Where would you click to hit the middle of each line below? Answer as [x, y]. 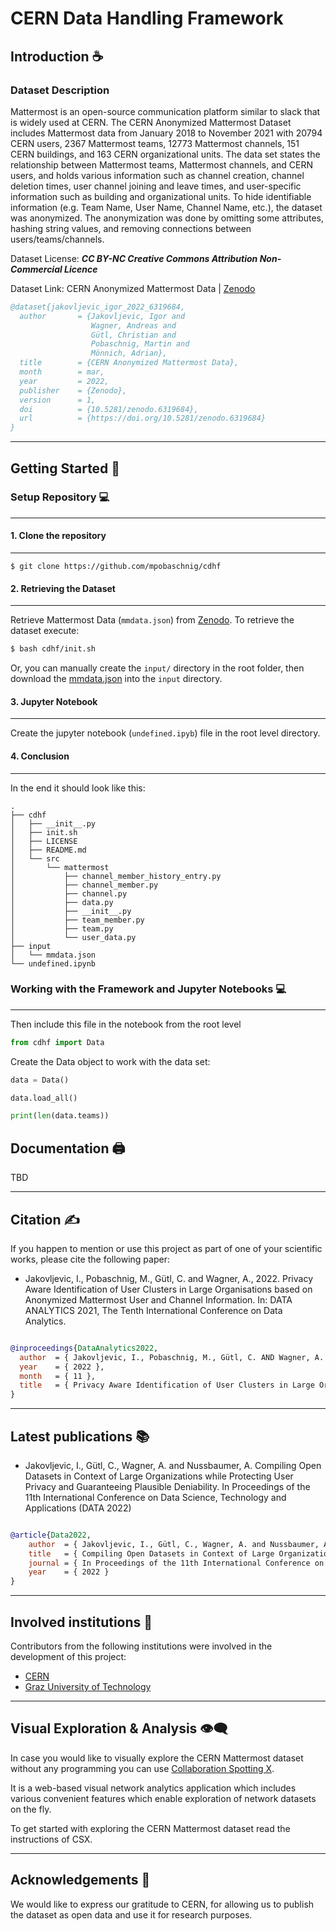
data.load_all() [44, 1098]
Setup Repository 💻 [60, 497]
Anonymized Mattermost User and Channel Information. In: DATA [158, 1299]
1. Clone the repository [58, 536]
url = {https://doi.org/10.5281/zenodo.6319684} [143, 418]
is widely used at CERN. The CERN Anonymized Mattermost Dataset [151, 122]
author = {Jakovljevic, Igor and [102, 316]
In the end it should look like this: [78, 788]
